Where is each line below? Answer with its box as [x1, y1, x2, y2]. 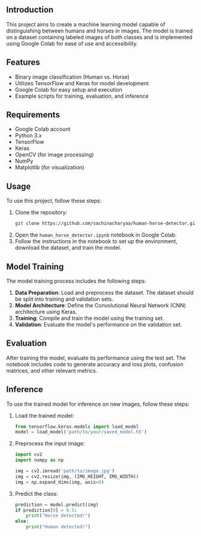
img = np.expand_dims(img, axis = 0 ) [14, 479, 104, 485]
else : [14, 519, 29, 525]
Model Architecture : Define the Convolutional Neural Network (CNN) [14, 301, 186, 309]
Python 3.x [14, 132, 42, 139]
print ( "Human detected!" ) [26, 524, 91, 530]
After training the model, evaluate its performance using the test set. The [6, 354, 186, 361]
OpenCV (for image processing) [14, 151, 94, 158]
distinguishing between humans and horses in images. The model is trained [6, 27, 193, 34]
